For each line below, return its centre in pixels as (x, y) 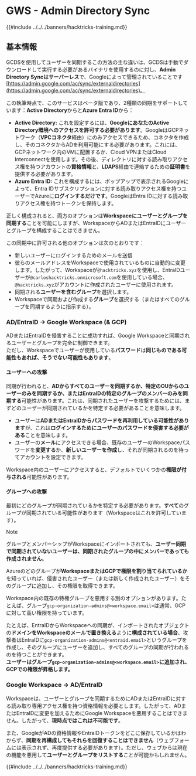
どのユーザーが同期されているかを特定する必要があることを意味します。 (98, 408)
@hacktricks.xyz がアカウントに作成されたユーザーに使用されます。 (95, 284)
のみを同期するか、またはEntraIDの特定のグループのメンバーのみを (102, 393)
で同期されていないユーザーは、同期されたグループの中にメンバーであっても (98, 552)
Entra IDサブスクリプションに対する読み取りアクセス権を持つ (108, 188)
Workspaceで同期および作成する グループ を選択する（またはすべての (97, 299)
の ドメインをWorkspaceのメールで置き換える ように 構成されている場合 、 (94, 633)
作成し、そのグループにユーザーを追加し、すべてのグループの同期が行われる (97, 647)
